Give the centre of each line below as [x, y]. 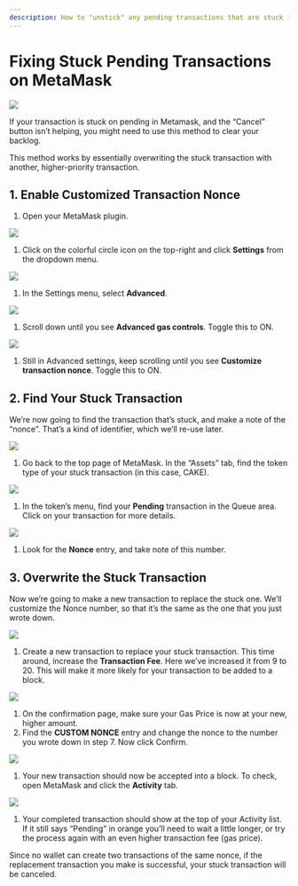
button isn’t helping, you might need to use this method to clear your [134, 131]
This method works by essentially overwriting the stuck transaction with [141, 157]
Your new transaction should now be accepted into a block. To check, [149, 776]
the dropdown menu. [60, 259]
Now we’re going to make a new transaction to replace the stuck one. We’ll [145, 599]
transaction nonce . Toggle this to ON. [92, 370]
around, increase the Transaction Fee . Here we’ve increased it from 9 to [154, 661]
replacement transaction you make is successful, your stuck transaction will [148, 865]
